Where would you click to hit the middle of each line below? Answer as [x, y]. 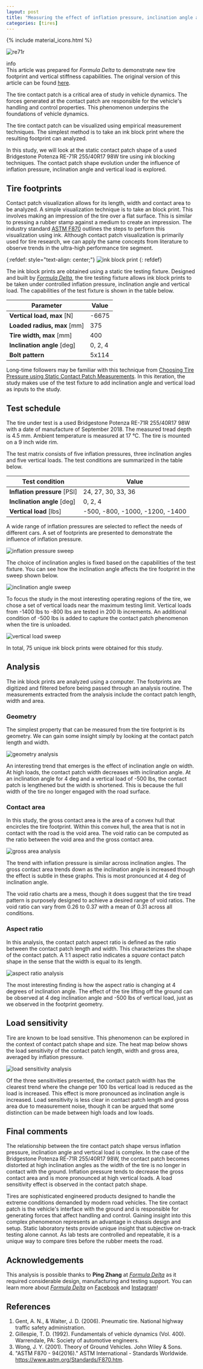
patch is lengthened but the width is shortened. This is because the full [95, 785]
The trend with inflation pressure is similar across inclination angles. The [96, 863]
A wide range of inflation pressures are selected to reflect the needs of [95, 526]
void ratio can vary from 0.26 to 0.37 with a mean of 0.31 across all [89, 907]
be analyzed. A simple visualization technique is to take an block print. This [100, 210]
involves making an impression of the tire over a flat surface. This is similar [99, 216]
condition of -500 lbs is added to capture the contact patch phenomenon [97, 618]
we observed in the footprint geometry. [55, 1004]
